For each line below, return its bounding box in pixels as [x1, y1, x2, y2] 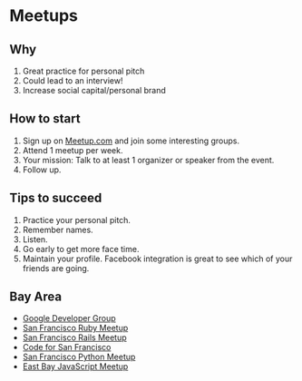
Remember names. [22, 224, 93, 235]
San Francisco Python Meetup [22, 351, 136, 363]
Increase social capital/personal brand [22, 85, 166, 95]
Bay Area [9, 289, 62, 305]
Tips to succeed [9, 190, 102, 206]
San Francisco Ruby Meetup [22, 323, 129, 334]
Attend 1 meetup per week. [22, 144, 123, 155]
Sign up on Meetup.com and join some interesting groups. [22, 135, 240, 146]
